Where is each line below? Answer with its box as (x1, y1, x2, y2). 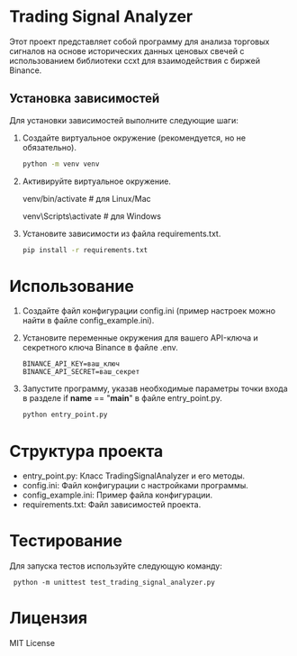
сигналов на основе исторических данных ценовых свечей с (9, 45, 245, 56)
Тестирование (9, 531, 123, 551)
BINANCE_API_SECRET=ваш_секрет (22, 368, 140, 377)
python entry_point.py (22, 410, 108, 420)
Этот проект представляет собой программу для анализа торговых (9, 36, 270, 47)
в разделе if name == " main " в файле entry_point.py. (22, 393, 222, 404)
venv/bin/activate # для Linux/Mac (22, 193, 151, 204)
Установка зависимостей (9, 91, 160, 106)
